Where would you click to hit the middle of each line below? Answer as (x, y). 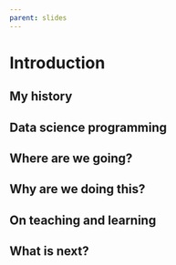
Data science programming (88, 127)
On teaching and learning (83, 220)
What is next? (49, 251)
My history (41, 97)
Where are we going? (71, 158)
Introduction (57, 62)
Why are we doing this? (78, 189)
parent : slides (38, 18)
